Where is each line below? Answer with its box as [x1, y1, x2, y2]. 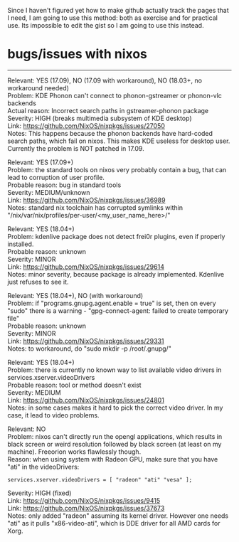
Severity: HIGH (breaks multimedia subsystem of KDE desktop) [7, 114, 192, 122]
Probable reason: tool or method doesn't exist [7, 381, 142, 389]
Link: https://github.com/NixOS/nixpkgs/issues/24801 [7, 395, 165, 404]
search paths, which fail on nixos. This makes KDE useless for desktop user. [7, 137, 230, 145]
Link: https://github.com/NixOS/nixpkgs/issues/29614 [7, 262, 165, 271]
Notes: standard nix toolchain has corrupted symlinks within [7, 203, 184, 212]
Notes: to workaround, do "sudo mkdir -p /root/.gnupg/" [7, 344, 172, 353]
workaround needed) [7, 83, 70, 92]
